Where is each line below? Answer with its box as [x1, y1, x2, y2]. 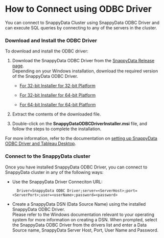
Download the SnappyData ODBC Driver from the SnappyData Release [12, 58, 155, 64]
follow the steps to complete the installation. [12, 126, 102, 132]
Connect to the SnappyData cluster [5, 153, 91, 160]
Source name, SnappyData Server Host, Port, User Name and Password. [12, 227, 159, 233]
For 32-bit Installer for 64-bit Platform [19, 92, 96, 98]
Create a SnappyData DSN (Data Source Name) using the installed [12, 201, 146, 207]
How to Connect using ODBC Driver [5, 3, 152, 15]
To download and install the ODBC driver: [5, 48, 89, 54]
